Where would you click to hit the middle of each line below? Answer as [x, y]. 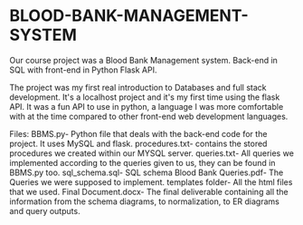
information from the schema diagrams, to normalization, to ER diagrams [145, 201]
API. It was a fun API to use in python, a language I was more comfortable [147, 106]
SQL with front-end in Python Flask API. [83, 70]
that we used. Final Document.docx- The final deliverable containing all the [149, 191]
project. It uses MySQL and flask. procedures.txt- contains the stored [138, 143]
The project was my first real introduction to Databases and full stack [138, 87]
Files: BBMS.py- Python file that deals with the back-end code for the [138, 133]
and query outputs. [45, 210]
